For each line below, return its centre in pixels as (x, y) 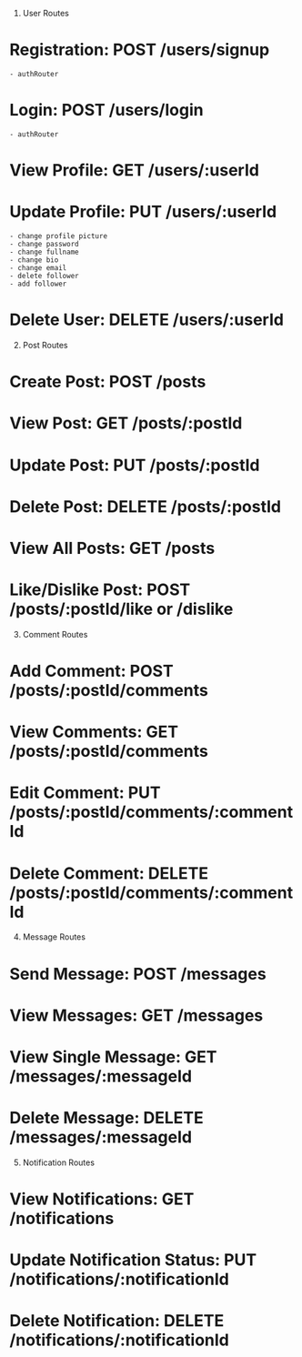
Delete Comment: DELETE (109, 873)
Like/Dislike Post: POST (100, 590)
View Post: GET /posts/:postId (126, 423)
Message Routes (54, 937)
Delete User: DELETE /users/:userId (147, 320)
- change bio (34, 260)
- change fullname (44, 252)
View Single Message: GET (113, 1056)
